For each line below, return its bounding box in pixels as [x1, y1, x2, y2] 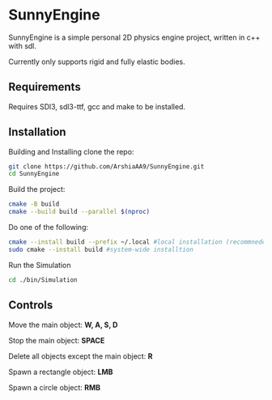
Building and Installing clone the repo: [8, 147, 134, 156]
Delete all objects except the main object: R [8, 351, 153, 361]
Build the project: [8, 185, 66, 194]
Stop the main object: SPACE [8, 335, 105, 345]
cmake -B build [8, 200, 60, 208]
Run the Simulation [8, 260, 71, 270]
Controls [8, 298, 53, 313]
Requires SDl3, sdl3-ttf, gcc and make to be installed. [8, 101, 186, 111]
